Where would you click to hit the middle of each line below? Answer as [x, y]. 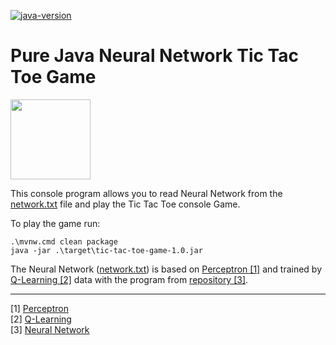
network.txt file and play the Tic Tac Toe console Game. [125, 204]
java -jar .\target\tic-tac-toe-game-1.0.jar [106, 250]
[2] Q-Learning [41, 319]
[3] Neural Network [50, 329]
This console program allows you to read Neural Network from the [146, 193]
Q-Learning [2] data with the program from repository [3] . [129, 279]
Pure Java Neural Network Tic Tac [154, 56]
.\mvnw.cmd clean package [64, 241]
